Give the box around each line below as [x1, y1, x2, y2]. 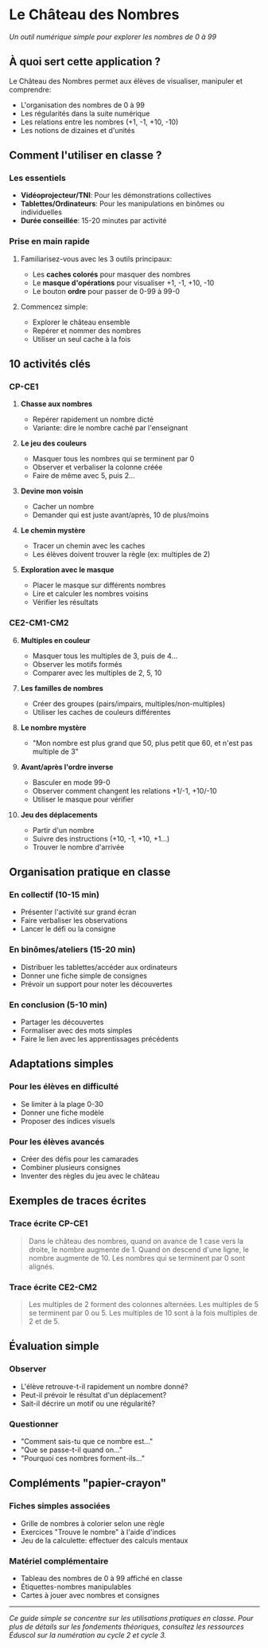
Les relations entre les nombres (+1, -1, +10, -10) [20, 117, 179, 127]
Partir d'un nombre [32, 825, 95, 834]
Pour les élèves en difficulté [9, 1081, 118, 1093]
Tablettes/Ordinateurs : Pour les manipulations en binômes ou [20, 199, 225, 209]
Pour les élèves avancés [9, 1136, 105, 1147]
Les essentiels [9, 173, 66, 184]
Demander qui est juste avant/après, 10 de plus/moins [32, 510, 209, 520]
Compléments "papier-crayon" [9, 1477, 167, 1490]
